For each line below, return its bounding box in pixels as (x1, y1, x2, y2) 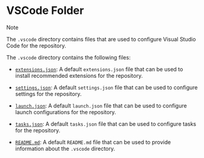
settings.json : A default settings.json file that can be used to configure (15, 83, 199, 91)
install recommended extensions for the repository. (15, 72, 143, 79)
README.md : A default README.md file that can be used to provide (15, 138, 171, 146)
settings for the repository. (15, 90, 82, 97)
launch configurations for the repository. (15, 108, 117, 115)
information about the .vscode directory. (15, 145, 115, 152)
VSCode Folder (6, 4, 84, 18)
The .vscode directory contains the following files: (6, 53, 131, 61)
